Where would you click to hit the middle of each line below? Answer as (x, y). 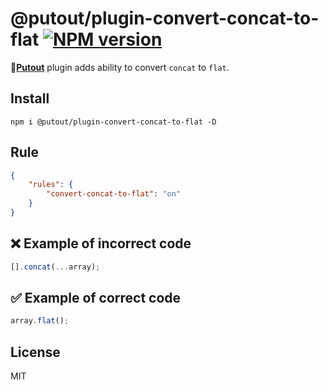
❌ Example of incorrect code (101, 243)
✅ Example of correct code (96, 298)
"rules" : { (51, 185)
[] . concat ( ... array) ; (55, 267)
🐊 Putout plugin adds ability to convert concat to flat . (120, 67)
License (35, 352)
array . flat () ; (40, 321)
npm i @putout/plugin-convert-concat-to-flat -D (113, 122)
